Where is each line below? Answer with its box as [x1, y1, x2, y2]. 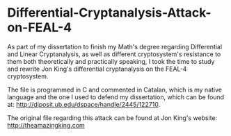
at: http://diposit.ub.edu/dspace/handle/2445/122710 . [7, 100, 161, 108]
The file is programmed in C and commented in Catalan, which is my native [7, 85, 223, 94]
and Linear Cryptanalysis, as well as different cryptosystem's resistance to [7, 50, 221, 58]
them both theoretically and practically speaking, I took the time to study [7, 57, 215, 65]
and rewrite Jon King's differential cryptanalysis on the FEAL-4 [7, 65, 187, 73]
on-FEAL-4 [7, 19, 72, 35]
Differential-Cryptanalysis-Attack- [7, 5, 212, 21]
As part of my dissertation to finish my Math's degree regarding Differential [7, 42, 223, 51]
